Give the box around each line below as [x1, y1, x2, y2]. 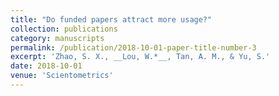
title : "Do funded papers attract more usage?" [10, 14, 213, 25]
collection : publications [10, 24, 118, 34]
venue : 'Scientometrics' [10, 71, 114, 81]
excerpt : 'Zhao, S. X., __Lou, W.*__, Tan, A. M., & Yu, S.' [10, 52, 271, 62]
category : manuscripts [10, 33, 105, 43]
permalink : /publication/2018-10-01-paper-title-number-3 [10, 42, 257, 53]
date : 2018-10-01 [10, 61, 83, 71]
